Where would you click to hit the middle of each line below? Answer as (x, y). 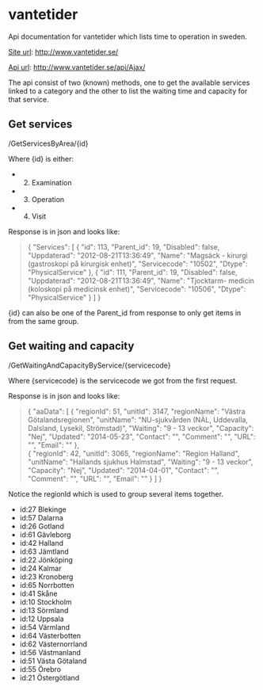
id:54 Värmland (44, 627)
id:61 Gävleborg (45, 534)
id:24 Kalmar (40, 568)
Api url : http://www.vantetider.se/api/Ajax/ (77, 67)
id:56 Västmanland (50, 652)
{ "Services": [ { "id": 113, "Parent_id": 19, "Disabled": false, (124, 246)
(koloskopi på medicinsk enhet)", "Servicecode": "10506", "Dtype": (137, 289)
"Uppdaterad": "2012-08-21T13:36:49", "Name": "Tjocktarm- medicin (141, 280)
